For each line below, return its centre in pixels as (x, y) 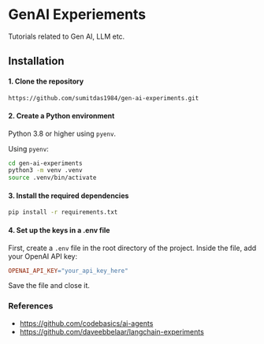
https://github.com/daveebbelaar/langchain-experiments (112, 331)
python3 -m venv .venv (45, 170)
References (31, 306)
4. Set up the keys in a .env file (59, 230)
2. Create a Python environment (61, 116)
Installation (36, 61)
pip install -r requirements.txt (63, 212)
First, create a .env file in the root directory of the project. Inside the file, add (132, 248)
